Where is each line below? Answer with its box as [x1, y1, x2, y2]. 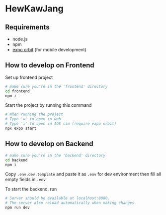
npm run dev [5, 205, 30, 210]
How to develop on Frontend [5, 61, 94, 70]
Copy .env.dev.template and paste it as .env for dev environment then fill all [5, 171, 162, 177]
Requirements [5, 23, 50, 31]
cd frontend [5, 88, 30, 94]
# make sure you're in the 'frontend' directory [5, 84, 108, 89]
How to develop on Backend [5, 140, 93, 148]
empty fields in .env [5, 177, 46, 183]
